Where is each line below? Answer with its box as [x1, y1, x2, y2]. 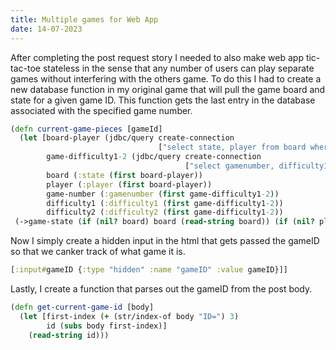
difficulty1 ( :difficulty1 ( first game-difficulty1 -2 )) [46, 198, 284, 208]
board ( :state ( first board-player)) [46, 170, 203, 180]
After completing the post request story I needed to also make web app [10, 51, 304, 63]
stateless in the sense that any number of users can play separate [42, 62, 315, 74]
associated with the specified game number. [10, 104, 193, 116]
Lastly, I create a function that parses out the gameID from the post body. [10, 283, 313, 295]
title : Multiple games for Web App [10, 14, 159, 25]
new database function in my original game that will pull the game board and [10, 83, 326, 95]
